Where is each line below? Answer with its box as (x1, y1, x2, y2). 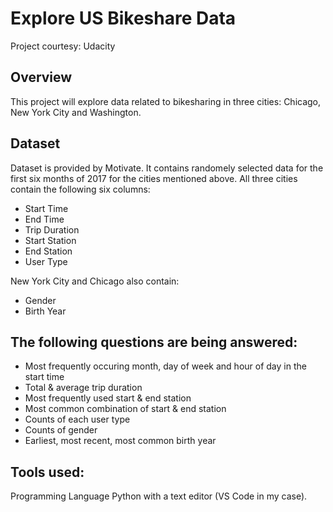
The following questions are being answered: (10, 333, 298, 351)
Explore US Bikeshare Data (10, 7, 237, 30)
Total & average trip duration (24, 382, 143, 394)
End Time (24, 213, 65, 225)
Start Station (24, 234, 77, 246)
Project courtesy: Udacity (10, 40, 116, 52)
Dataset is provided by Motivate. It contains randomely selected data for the (10, 162, 324, 174)
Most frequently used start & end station (24, 392, 192, 404)
